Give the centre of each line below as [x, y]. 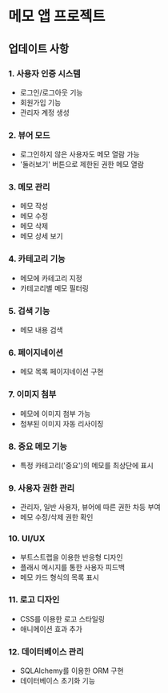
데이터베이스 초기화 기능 [58, 681]
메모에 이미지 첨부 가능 [55, 414]
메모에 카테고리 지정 [51, 278]
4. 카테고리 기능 [37, 259]
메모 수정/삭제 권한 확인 [56, 517]
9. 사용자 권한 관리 [42, 488]
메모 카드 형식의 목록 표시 [60, 577]
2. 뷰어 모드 [29, 135]
